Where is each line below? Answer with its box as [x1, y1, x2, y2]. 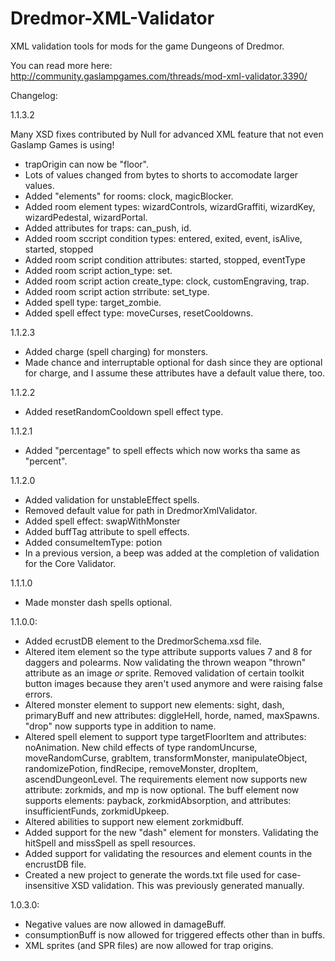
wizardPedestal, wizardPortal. [24, 211, 148, 223]
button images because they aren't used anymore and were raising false [24, 677, 323, 689]
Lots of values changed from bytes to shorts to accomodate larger [24, 168, 299, 181]
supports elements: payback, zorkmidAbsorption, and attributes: [24, 794, 292, 806]
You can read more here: [10, 59, 113, 71]
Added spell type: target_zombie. [24, 296, 162, 308]
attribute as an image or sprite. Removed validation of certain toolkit [24, 667, 305, 679]
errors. [24, 688, 53, 700]
